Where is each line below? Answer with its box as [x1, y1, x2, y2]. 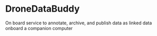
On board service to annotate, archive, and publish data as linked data [5, 20, 152, 26]
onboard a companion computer [5, 25, 73, 31]
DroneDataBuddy [5, 3, 80, 15]
